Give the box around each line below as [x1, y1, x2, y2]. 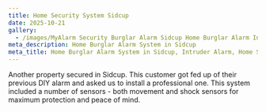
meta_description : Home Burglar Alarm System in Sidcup [8, 41, 196, 49]
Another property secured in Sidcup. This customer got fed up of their [8, 70, 237, 79]
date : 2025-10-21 [8, 19, 66, 27]
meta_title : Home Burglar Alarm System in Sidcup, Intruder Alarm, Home [8, 48, 253, 56]
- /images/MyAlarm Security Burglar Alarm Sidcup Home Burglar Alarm [15, 33, 249, 42]
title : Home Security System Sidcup [8, 11, 129, 20]
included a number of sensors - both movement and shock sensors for [8, 87, 239, 95]
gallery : [8, 26, 37, 34]
